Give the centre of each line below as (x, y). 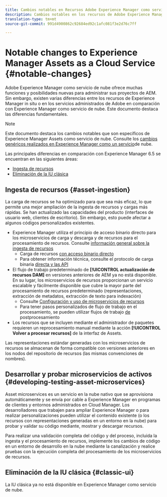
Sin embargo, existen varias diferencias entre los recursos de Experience (80, 98)
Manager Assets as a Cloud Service (80, 63)
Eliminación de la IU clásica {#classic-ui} (70, 472)
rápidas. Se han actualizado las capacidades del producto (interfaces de (79, 212)
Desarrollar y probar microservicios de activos (79, 374)
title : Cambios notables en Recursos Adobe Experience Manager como (78, 10)
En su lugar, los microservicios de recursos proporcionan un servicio (83, 280)
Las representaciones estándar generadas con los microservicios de (75, 343)
